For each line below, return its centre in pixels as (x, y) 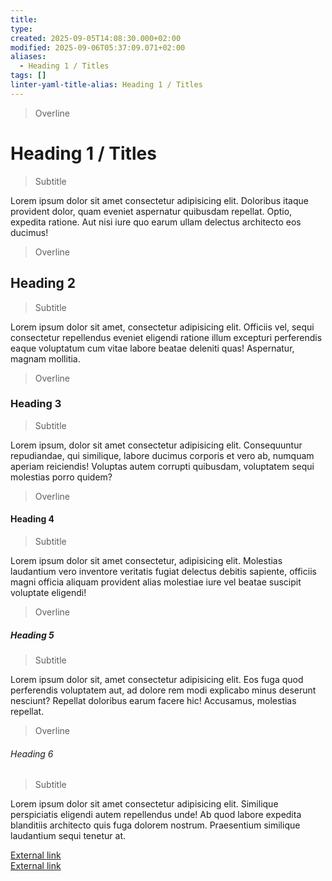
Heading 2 (43, 283)
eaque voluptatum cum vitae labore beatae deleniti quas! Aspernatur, (152, 348)
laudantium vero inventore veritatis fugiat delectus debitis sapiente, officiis (163, 571)
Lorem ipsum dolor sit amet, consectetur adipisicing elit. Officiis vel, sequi (162, 327)
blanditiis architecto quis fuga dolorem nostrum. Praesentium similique (155, 825)
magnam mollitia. (45, 358)
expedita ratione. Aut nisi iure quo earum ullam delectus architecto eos (156, 222)
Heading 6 (32, 753)
